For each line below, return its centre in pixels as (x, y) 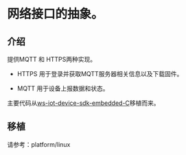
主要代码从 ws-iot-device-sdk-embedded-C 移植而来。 (83, 103)
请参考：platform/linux (39, 144)
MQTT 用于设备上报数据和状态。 (63, 88)
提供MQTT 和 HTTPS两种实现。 (52, 59)
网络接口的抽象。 (56, 14)
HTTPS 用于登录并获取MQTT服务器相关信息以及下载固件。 (100, 74)
